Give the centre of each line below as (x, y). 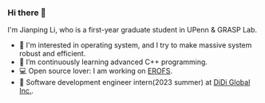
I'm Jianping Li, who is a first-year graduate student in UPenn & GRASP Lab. (132, 30)
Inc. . (26, 91)
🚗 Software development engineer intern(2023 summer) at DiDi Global (134, 82)
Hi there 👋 (27, 13)
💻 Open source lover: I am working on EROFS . (96, 71)
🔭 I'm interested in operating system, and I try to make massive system (135, 45)
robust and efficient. (52, 54)
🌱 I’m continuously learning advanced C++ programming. (113, 62)
